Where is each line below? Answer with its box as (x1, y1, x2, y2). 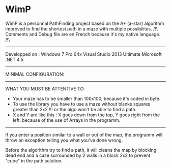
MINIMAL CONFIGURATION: (5, 71, 65, 77)
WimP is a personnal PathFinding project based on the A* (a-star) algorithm (5, 20, 164, 26)
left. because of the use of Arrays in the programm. (12, 117, 121, 123)
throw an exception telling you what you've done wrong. (5, 137, 123, 143)
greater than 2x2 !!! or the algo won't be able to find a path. (12, 106, 137, 112)
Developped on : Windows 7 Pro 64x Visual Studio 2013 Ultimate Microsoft (5, 51, 162, 57)
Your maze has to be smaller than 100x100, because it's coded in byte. (12, 95, 161, 102)
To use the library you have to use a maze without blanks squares (12, 100, 151, 107)
